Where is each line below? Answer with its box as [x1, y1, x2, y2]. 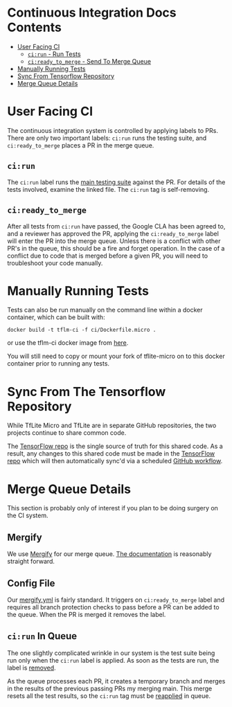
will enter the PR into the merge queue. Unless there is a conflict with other [7, 237, 221, 245]
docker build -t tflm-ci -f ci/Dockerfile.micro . [7, 327, 157, 334]
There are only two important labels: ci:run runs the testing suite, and [7, 134, 207, 142]
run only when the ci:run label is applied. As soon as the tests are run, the [7, 656, 220, 664]
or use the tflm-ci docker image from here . [7, 339, 129, 347]
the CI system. [7, 511, 48, 520]
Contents [7, 19, 62, 35]
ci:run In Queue [7, 630, 78, 642]
